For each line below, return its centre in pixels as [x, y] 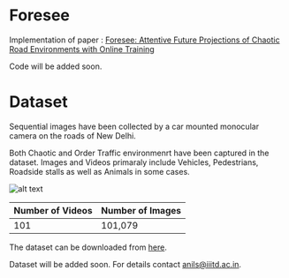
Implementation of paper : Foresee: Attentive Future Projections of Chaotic [144, 40]
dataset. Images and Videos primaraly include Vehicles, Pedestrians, [134, 162]
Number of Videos [53, 210]
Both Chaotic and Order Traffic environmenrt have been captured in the [139, 153]
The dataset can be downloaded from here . [88, 247]
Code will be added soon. [56, 66]
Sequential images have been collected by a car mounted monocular [134, 126]
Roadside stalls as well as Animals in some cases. [99, 171]
